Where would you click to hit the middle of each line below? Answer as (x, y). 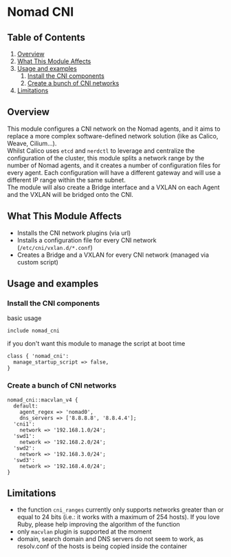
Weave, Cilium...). (32, 143)
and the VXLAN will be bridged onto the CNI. (70, 194)
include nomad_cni (33, 331)
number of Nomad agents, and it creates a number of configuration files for (114, 165)
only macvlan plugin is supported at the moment (85, 532)
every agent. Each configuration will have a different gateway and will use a (114, 172)
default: (26, 406)
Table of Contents (46, 38)
